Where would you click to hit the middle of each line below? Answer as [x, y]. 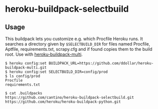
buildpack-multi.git [26, 67]
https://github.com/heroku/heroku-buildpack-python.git [63, 102]
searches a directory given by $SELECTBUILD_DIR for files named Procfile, [78, 44]
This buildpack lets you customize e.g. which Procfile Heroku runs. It [74, 39]
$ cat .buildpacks [24, 93]
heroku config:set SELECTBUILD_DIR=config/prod [59, 72]
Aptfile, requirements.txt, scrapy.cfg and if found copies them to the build [79, 49]
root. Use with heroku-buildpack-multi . [44, 54]
